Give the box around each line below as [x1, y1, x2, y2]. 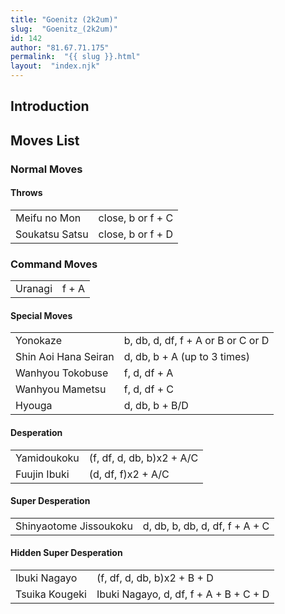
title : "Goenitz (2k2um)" [10, 14, 118, 25]
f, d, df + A [123, 366, 174, 380]
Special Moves [10, 309, 73, 321]
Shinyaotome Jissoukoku [15, 519, 133, 533]
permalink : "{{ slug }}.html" [10, 52, 141, 62]
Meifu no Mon [15, 211, 82, 225]
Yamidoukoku [15, 451, 80, 465]
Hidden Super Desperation [10, 547, 123, 559]
